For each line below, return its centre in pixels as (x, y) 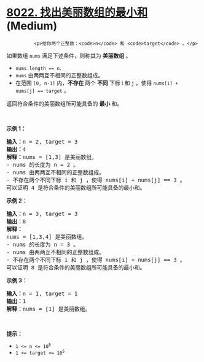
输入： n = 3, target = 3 (42, 214)
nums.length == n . (38, 67)
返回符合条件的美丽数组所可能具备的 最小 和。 (65, 103)
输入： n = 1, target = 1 (42, 293)
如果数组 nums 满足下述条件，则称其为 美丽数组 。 (69, 55)
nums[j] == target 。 (42, 90)
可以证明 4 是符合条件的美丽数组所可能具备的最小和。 (76, 187)
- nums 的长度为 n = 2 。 (43, 164)
